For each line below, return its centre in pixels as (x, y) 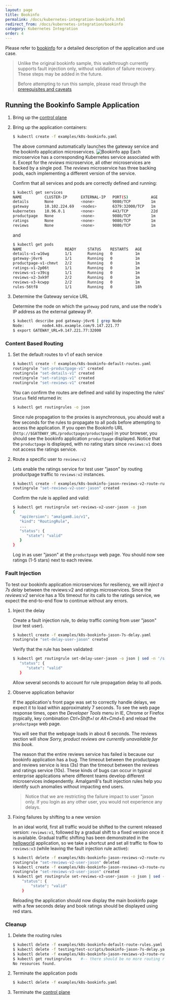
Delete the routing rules (37, 936)
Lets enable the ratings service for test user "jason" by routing (77, 469)
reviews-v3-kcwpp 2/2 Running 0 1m (76, 282)
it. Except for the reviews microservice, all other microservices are (81, 162)
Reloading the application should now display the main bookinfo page (85, 900)
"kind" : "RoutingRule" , (45, 521)
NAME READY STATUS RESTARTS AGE (77, 249)
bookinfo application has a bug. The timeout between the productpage (86, 759)
